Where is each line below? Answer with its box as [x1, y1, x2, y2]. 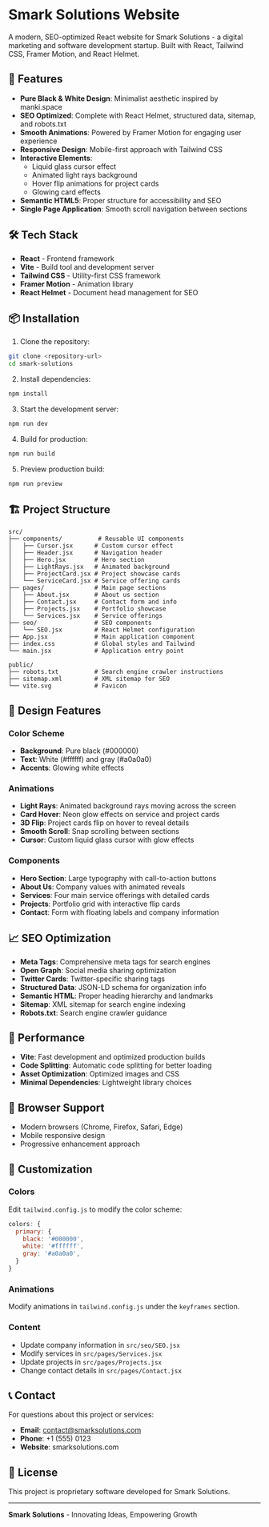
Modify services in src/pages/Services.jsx [19, 1349, 163, 1358]
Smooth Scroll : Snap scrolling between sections [19, 827, 180, 836]
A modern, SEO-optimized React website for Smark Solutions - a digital [8, 32, 243, 42]
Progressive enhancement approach [19, 1139, 140, 1149]
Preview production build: [19, 464, 105, 474]
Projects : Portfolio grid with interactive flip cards [19, 899, 181, 908]
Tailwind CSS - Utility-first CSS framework [19, 271, 162, 280]
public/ [8, 661, 34, 669]
